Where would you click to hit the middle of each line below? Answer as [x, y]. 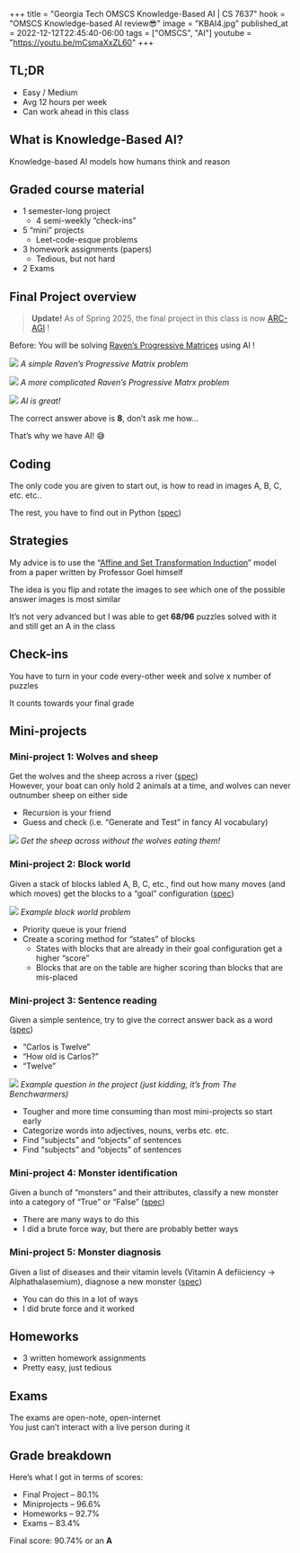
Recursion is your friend [66, 812]
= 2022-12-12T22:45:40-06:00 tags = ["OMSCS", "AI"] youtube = [131, 33]
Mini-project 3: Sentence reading [83, 1000]
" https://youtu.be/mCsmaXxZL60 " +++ [82, 42]
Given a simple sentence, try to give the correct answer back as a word [141, 1019]
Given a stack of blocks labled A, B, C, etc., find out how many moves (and [147, 883]
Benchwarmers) [39, 1094]
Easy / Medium [50, 92]
